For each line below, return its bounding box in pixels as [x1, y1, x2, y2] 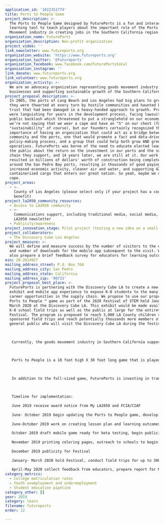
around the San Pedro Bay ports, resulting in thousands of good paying [9, 162, 161, 167]
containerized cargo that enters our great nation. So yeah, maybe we [9, 171, 156, 176]
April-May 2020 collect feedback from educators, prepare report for [11, 467, 156, 472]
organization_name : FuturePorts [5, 35, 71, 40]
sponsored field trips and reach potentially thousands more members [9, 317, 154, 322]
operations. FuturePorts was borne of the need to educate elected [9, 144, 150, 149]
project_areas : [5, 180, 36, 185]
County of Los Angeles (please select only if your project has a [14, 189, 152, 194]
